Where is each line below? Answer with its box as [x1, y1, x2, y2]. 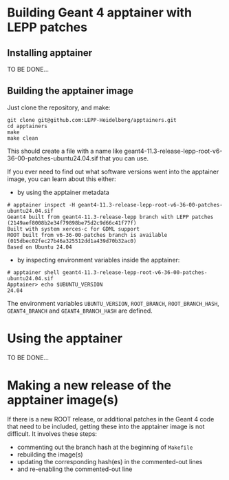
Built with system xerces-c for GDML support [7, 225, 140, 232]
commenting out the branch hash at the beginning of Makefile [17, 443, 193, 451]
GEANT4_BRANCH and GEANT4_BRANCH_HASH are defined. [7, 306, 153, 315]
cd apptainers [7, 123, 48, 129]
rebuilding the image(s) [17, 450, 84, 459]
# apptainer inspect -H [7, 201, 76, 208]
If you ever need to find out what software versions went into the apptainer [7, 167, 219, 176]
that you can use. [99, 154, 149, 163]
